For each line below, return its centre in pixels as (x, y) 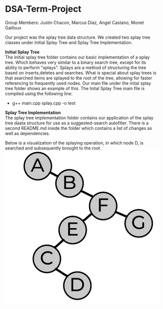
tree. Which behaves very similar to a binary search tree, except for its (76, 62)
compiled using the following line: (39, 94)
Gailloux (13, 27)
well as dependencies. (28, 133)
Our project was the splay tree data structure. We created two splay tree (78, 37)
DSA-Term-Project (43, 9)
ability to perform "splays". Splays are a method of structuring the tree (76, 68)
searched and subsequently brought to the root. (53, 148)
